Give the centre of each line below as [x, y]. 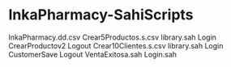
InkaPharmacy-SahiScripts [101, 15]
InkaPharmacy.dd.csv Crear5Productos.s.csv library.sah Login [113, 37]
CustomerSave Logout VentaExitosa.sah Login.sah [92, 54]
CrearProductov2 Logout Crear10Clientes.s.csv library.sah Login [116, 45]
